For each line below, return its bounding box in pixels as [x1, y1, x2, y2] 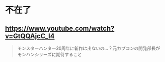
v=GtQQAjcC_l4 [5, 32, 55, 40]
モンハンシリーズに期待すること [17, 52, 82, 57]
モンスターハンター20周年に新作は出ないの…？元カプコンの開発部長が [17, 45, 160, 51]
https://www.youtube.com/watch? [5, 24, 115, 32]
